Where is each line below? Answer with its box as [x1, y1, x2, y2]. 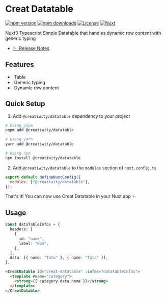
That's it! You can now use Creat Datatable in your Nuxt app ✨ [5, 193, 136, 200]
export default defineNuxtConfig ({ [5, 175, 81, 180]
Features [5, 60, 34, 69]
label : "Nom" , [18, 241, 49, 246]
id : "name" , [18, 236, 44, 241]
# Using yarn [5, 137, 33, 142]
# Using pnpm [5, 123, 33, 128]
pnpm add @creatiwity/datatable [5, 128, 74, 133]
